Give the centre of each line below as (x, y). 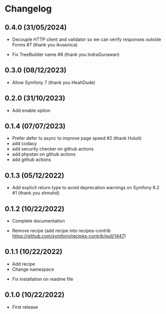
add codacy (24, 143)
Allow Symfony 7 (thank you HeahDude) (53, 82)
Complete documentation (38, 221)
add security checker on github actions (53, 149)
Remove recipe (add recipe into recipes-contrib (61, 231)
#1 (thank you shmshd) (36, 193)
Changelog (28, 9)
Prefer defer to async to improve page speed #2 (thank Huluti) (77, 138)
